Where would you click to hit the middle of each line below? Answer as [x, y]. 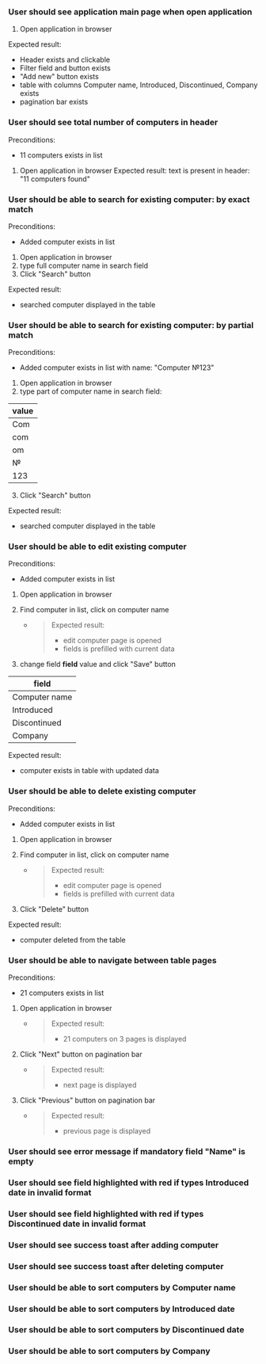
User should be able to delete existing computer [102, 791]
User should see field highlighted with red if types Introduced [129, 1183]
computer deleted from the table [72, 939]
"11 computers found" [55, 179]
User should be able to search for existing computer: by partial [131, 325]
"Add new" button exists [59, 77]
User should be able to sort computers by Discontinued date [126, 1330]
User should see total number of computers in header [113, 123]
